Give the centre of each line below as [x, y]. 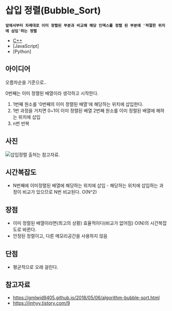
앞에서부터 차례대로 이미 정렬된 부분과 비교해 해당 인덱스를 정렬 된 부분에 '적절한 [81, 25]
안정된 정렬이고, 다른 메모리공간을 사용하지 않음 [60, 236]
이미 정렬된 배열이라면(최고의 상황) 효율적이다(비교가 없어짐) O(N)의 [81, 223]
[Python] [22, 51]
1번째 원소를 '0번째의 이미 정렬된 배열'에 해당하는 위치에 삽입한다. [78, 104]
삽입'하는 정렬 [24, 31]
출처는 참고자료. [44, 154]
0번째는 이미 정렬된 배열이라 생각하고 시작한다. [52, 93]
